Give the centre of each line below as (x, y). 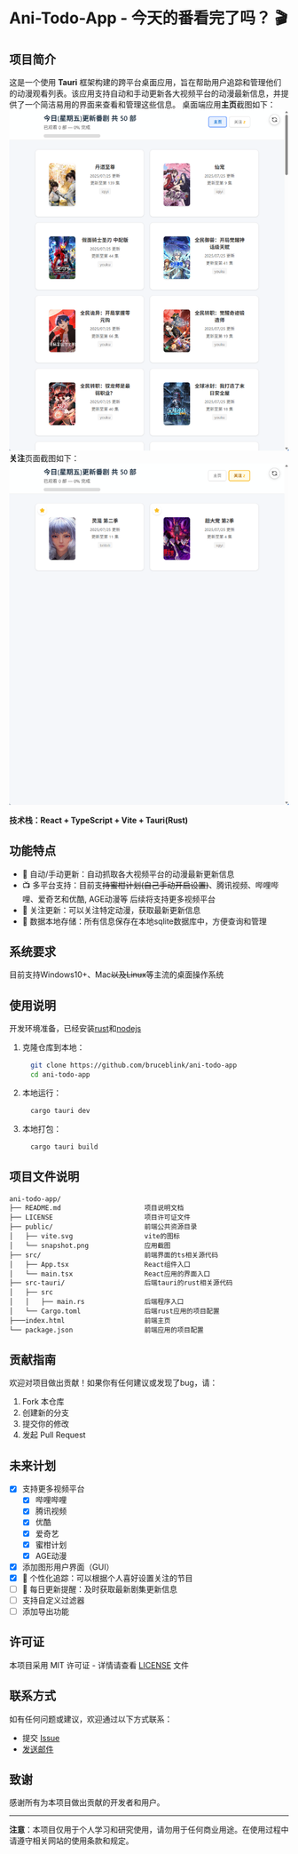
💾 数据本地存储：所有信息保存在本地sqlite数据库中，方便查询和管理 (145, 921)
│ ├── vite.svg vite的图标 (94, 1237)
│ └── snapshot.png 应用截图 (90, 1245)
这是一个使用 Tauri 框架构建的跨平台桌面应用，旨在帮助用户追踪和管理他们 (145, 82)
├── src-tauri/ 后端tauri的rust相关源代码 (121, 1283)
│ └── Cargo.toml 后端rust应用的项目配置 (114, 1311)
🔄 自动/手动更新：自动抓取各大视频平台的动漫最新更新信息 (128, 874)
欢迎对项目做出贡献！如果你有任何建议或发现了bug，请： (114, 1383)
